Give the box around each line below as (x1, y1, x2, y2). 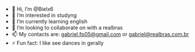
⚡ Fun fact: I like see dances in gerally (11, 40, 104, 46)
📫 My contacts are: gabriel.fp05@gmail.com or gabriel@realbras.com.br (11, 31, 189, 37)
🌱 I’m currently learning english (11, 18, 88, 25)
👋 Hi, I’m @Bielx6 (11, 6, 54, 12)
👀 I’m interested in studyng (11, 12, 77, 19)
